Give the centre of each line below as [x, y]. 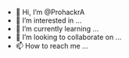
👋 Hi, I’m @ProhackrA [50, 12]
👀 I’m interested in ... [48, 20]
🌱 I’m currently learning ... [57, 29]
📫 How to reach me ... [52, 46]
